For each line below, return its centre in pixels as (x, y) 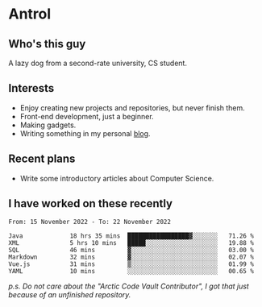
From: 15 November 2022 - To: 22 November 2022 (90, 222)
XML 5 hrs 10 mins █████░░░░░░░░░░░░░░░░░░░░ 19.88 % (131, 243)
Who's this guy (47, 44)
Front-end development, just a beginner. (87, 116)
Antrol (30, 14)
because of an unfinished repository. (70, 295)
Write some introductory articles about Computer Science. (117, 178)
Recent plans (42, 159)
